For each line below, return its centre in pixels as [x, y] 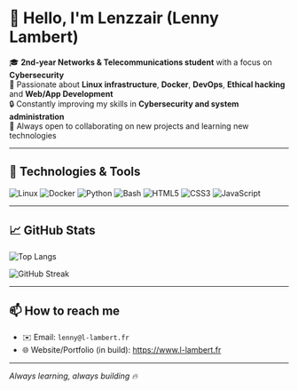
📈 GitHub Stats [52, 231]
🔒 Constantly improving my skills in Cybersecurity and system [124, 103]
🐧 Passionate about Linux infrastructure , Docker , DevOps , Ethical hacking [147, 84]
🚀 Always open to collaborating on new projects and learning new [129, 126]
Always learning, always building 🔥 [74, 376]
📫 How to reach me [65, 310]
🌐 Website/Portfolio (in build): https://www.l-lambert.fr [122, 350]
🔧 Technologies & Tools [75, 172]
